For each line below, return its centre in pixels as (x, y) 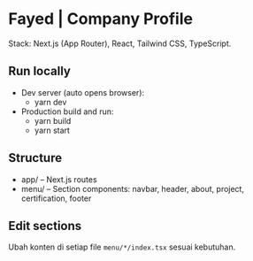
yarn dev (50, 102)
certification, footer (56, 198)
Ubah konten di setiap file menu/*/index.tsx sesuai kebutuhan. (122, 247)
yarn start (52, 130)
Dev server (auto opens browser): (83, 92)
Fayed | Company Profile (101, 19)
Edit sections (45, 226)
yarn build (53, 120)
